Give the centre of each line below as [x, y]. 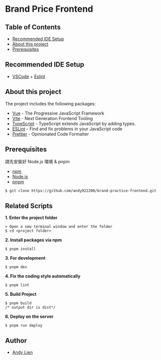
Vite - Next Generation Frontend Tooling [52, 118]
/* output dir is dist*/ [30, 308]
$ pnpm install [21, 249]
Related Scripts [29, 206]
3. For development [25, 258]
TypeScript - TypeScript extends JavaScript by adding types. [74, 123]
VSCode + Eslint [29, 76]
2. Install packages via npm [34, 240]
